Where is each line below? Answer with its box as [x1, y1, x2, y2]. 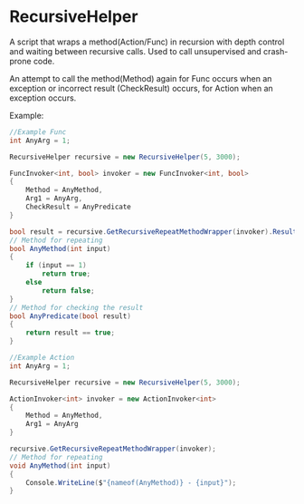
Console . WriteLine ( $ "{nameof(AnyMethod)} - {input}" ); [25, 478, 237, 487]
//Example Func [9, 127, 67, 137]
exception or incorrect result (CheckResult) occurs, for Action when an [9, 82, 273, 93]
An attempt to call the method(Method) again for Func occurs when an [9, 73, 272, 83]
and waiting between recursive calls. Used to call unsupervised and [9, 45, 262, 56]
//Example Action [9, 354, 75, 363]
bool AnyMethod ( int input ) [9, 244, 111, 253]
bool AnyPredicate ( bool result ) [9, 311, 131, 321]
